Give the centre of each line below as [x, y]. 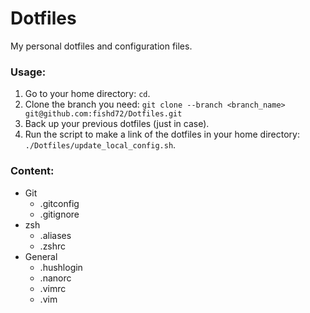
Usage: [28, 72]
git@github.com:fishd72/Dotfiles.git [103, 114]
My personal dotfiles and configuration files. [101, 46]
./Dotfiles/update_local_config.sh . [100, 145]
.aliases [55, 235]
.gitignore [59, 214]
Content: [32, 171]
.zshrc [53, 246]
